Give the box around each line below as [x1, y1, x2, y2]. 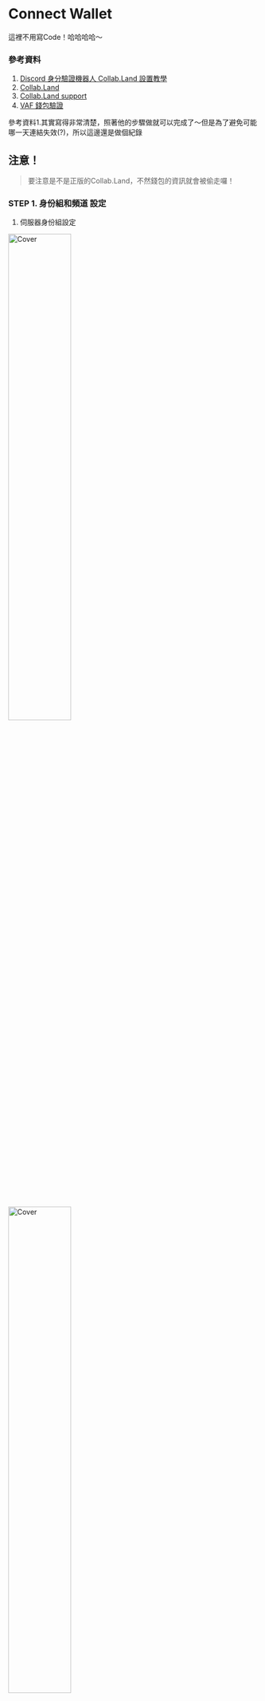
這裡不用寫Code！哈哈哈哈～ [8, 32, 103, 42]
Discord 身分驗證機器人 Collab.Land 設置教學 [19, 73, 167, 84]
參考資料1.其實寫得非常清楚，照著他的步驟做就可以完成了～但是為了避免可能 [8, 117, 257, 128]
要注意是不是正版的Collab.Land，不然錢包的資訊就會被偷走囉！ [27, 176, 235, 186]
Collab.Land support [19, 91, 88, 101]
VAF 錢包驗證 [19, 101, 64, 110]
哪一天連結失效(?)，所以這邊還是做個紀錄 [8, 128, 143, 137]
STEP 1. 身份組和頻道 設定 [8, 197, 107, 208]
